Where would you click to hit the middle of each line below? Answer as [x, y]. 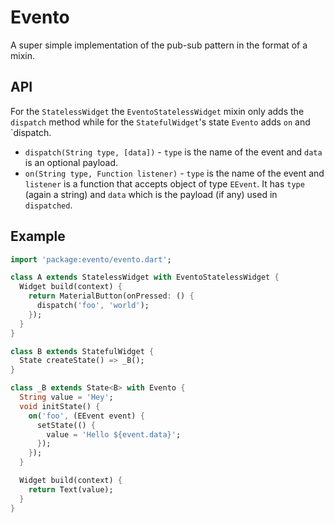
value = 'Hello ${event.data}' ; [114, 434]
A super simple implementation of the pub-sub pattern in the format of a [159, 45]
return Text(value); [71, 489]
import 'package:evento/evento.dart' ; [91, 259]
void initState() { [60, 406]
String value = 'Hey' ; [66, 397]
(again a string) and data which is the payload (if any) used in [151, 194]
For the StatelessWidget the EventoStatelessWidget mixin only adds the [157, 111]
